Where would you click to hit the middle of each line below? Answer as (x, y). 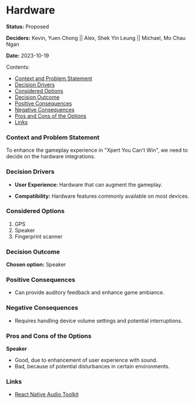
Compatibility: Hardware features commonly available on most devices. (102, 196)
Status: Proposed (28, 26)
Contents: (18, 67)
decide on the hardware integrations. (51, 156)
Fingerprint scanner (38, 237)
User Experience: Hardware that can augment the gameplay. (88, 184)
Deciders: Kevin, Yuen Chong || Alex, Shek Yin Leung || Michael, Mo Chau (96, 38)
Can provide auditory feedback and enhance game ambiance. (89, 292)
